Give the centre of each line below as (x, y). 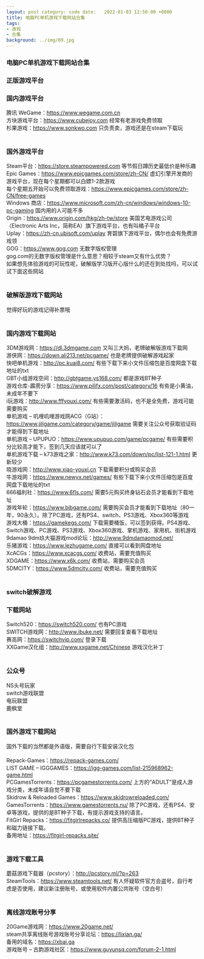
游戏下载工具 (25, 859)
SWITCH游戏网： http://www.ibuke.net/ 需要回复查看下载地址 (82, 632)
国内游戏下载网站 (31, 333)
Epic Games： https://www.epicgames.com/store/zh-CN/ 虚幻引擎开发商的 (100, 173)
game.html (20, 775)
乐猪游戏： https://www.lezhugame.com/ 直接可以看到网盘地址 (84, 546)
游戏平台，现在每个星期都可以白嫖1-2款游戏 (61, 181)
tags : (13, 23)
